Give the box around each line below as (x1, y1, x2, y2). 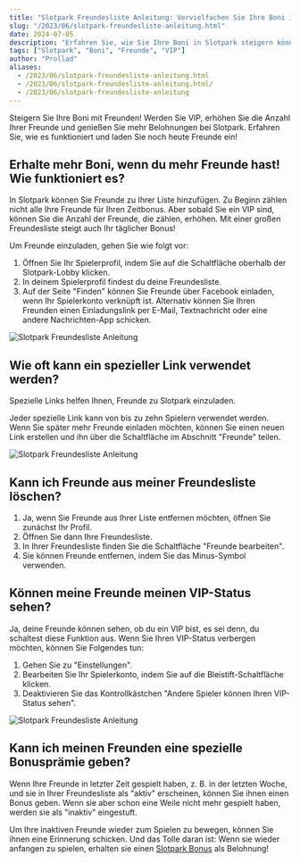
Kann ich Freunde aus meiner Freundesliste (9, 475, 256, 490)
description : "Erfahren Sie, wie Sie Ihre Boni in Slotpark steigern (9, 37, 274, 47)
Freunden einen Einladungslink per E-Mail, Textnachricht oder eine (21, 305, 268, 316)
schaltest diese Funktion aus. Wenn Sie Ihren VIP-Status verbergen (9, 633, 256, 643)
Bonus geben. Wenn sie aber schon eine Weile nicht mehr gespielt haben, (9, 797, 281, 808)
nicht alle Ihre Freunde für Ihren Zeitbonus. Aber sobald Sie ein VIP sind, (9, 204, 275, 215)
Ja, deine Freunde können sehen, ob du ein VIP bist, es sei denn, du (9, 623, 260, 634)
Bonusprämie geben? (9, 755, 131, 770)
